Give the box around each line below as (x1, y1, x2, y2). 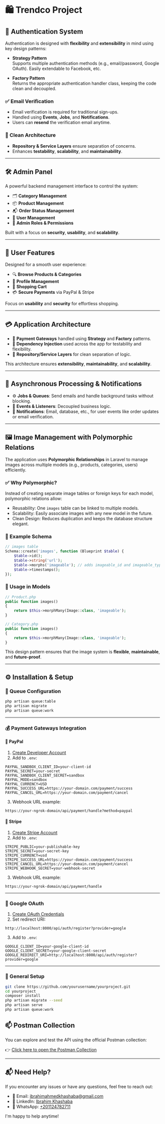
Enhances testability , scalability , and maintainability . (12, 148, 123, 154)
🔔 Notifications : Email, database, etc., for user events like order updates (12, 408, 159, 414)
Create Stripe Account (12, 830, 57, 836)
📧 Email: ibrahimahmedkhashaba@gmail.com (12, 1093, 104, 1099)
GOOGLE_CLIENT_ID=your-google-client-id (5, 944, 89, 949)
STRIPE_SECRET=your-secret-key (5, 849, 69, 854)
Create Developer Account (12, 749, 66, 755)
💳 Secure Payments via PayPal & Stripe (12, 289, 94, 295)
